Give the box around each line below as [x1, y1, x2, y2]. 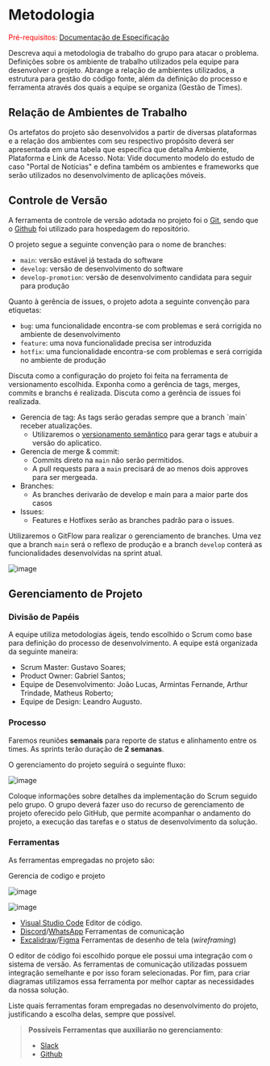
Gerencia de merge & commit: [19, 446, 119, 456]
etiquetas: [8, 305, 42, 314]
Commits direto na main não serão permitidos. [31, 455, 185, 465]
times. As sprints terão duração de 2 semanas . [8, 744, 164, 753]
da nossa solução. [8, 984, 69, 995]
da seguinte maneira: [8, 647, 79, 656]
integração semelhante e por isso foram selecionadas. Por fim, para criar [8, 967, 251, 977]
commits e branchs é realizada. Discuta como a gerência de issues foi [8, 388, 241, 398]
